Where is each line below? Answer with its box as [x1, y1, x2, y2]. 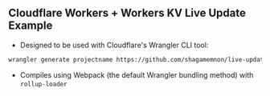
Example [8, 19, 53, 33]
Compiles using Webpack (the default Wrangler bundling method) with [19, 70, 254, 79]
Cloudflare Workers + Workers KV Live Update [8, 6, 247, 20]
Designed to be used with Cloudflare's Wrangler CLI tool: [19, 40, 209, 50]
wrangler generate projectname [8, 55, 113, 63]
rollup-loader [19, 80, 67, 88]
